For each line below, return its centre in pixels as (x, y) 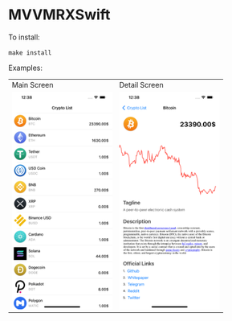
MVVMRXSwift (59, 15)
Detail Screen (141, 84)
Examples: (25, 68)
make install (30, 53)
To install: (24, 37)
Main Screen (33, 84)
